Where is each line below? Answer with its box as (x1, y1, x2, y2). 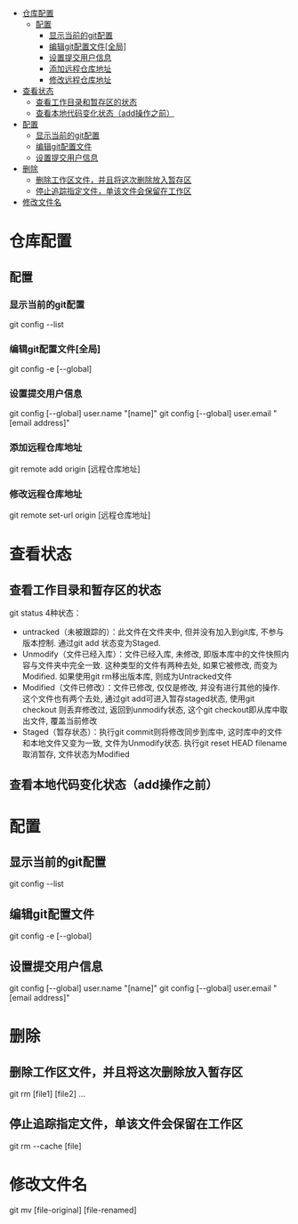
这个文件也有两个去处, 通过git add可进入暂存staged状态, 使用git (21, 693, 255, 705)
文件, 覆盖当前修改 (29, 715, 98, 727)
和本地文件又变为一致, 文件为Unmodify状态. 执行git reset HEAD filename (21, 737, 287, 749)
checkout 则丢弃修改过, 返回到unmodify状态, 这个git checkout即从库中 (21, 705, 280, 715)
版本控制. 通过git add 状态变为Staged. (21, 638, 162, 648)
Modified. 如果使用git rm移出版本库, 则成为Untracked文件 (21, 671, 233, 682)
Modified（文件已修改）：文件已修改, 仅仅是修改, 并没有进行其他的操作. (21, 682, 281, 693)
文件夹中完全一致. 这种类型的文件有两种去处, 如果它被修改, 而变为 (37, 660, 278, 671)
